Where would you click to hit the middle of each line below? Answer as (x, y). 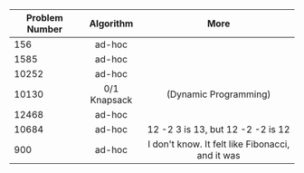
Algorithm (111, 24)
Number (45, 29)
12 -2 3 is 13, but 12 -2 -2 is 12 (218, 129)
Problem (44, 18)
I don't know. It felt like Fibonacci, (219, 144)
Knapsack (111, 100)
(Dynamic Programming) (218, 94)
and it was (219, 155)
